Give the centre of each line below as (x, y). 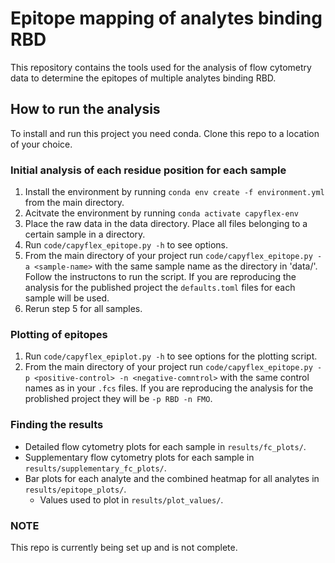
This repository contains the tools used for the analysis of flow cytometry (161, 67)
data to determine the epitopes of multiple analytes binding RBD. (143, 78)
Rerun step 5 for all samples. (83, 309)
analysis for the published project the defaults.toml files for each (160, 288)
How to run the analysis (85, 109)
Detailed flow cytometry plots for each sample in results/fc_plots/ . (165, 446)
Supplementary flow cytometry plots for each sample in (139, 457)
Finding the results (57, 425)
